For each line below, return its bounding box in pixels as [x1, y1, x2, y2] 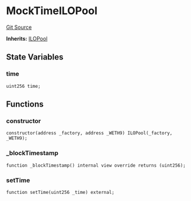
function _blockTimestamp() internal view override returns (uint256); [6, 162, 186, 169]
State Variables [6, 52, 64, 62]
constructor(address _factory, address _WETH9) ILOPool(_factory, [6, 130, 173, 136]
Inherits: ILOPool [6, 35, 48, 42]
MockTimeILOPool [6, 4, 98, 18]
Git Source [6, 24, 32, 31]
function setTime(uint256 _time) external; [6, 189, 115, 195]
